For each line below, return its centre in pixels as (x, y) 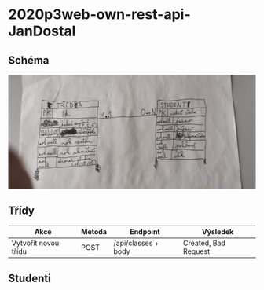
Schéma (29, 60)
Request (197, 251)
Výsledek (218, 232)
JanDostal (42, 31)
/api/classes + (136, 243)
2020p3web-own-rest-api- (99, 15)
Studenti (29, 279)
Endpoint (145, 232)
